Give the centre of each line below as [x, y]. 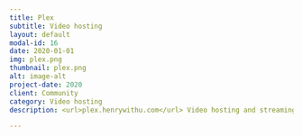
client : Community [44, 93]
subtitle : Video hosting [56, 26]
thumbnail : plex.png [48, 68]
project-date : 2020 [46, 85]
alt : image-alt [38, 77]
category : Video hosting [56, 101]
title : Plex [32, 18]
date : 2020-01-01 [42, 51]
